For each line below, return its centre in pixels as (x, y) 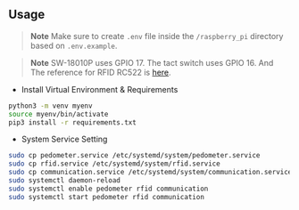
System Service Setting (64, 139)
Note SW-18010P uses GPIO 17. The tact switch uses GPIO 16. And (152, 62)
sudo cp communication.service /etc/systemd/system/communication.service (150, 173)
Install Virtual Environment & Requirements (100, 89)
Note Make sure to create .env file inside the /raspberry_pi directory (157, 36)
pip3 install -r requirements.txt (73, 122)
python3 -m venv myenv (50, 106)
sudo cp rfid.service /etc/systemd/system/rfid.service (114, 164)
